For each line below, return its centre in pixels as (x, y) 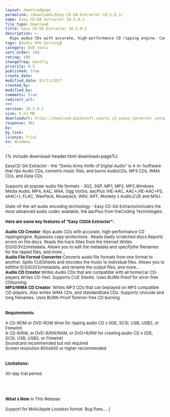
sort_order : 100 (22, 52)
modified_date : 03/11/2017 (34, 81)
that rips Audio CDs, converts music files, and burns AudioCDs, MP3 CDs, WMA (83, 171)
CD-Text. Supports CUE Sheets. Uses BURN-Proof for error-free (96, 277)
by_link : (14, 132)
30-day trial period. (24, 374)
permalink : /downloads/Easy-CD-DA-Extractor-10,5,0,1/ (64, 15)
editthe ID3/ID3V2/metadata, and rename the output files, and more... (73, 267)
